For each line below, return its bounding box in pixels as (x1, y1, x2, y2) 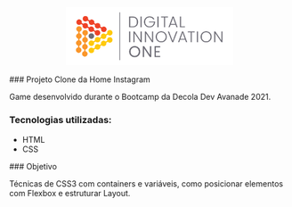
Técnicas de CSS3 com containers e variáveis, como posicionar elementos (9, 178, 283, 189)
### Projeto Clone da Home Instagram (9, 74, 151, 85)
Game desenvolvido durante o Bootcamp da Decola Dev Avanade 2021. (9, 92, 272, 103)
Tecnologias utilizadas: (9, 114, 112, 127)
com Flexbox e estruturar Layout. (9, 187, 131, 198)
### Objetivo (9, 161, 58, 171)
